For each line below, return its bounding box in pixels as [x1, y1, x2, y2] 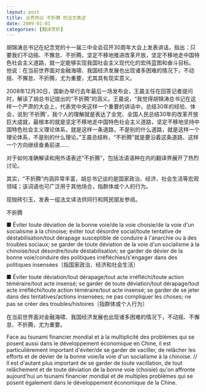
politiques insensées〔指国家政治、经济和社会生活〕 [6, 261, 139, 269]
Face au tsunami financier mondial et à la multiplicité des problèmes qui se [6, 333, 195, 341]
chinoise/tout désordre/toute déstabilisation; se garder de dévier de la [6, 247, 183, 255]
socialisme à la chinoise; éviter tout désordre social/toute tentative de [6, 228, 182, 235]
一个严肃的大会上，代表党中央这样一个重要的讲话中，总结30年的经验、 [11, 103, 191, 111]
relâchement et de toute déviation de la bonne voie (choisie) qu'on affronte [6, 366, 196, 374]
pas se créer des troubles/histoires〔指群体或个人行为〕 [6, 300, 148, 308]
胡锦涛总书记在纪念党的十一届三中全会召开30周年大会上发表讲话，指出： [6, 44, 191, 51]
